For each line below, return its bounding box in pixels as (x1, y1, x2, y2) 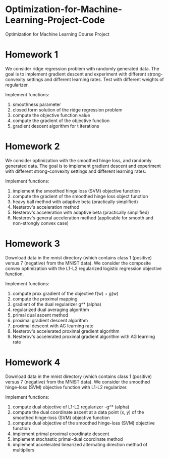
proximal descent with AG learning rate (12, 323, 94, 329)
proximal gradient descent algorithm (12, 317, 88, 323)
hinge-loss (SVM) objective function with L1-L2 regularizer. (5, 384, 128, 390)
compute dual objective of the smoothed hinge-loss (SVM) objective (12, 419, 155, 426)
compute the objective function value (12, 112, 90, 118)
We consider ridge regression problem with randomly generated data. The (5, 65, 160, 71)
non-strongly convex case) (12, 220, 69, 226)
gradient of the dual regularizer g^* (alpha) (12, 301, 102, 307)
